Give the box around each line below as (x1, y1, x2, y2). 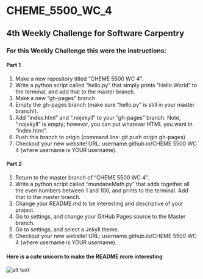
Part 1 (6, 62, 21, 69)
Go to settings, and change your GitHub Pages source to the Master (15, 212, 186, 220)
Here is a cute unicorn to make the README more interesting (6, 253, 163, 260)
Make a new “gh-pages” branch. (15, 94, 98, 101)
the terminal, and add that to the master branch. (15, 88, 136, 95)
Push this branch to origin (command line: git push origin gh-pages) (15, 133, 186, 140)
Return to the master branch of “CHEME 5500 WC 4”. (15, 173, 149, 181)
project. (15, 206, 35, 214)
